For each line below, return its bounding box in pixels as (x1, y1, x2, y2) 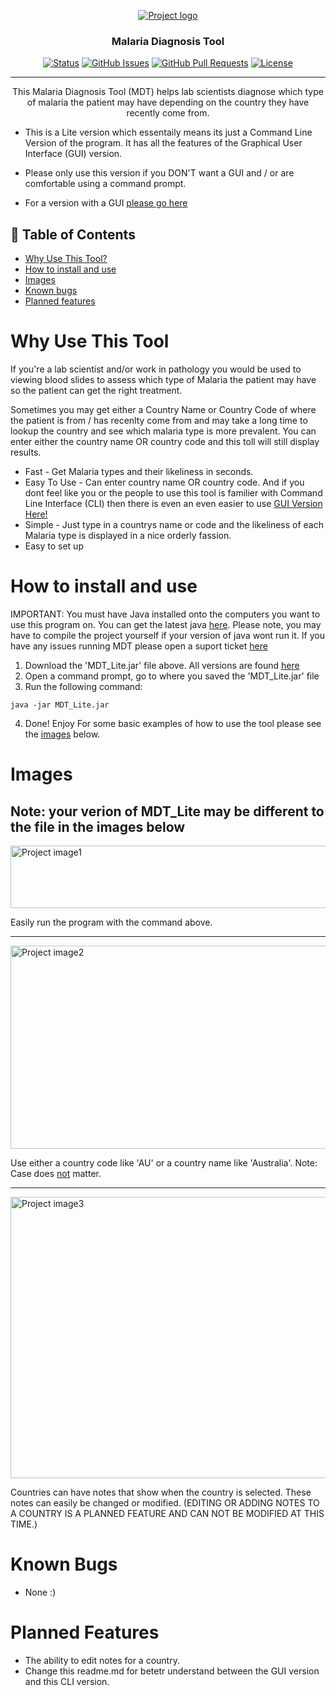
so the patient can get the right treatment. (10, 385, 183, 397)
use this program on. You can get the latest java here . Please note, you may (10, 618, 322, 630)
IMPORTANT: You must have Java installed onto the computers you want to (10, 608, 321, 620)
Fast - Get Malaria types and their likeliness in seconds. (24, 466, 254, 478)
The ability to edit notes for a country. (24, 1654, 180, 1666)
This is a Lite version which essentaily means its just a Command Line (24, 126, 313, 139)
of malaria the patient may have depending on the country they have (26, 96, 310, 109)
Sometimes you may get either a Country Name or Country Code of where (10, 404, 317, 416)
